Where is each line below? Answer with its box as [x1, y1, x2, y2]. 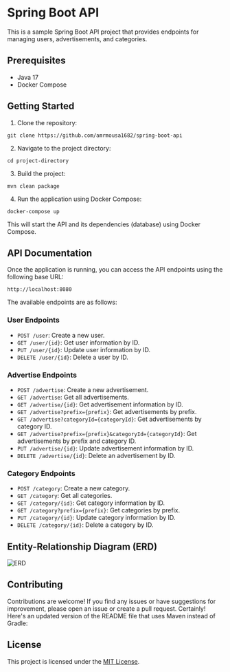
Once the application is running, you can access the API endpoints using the [7, 265, 223, 274]
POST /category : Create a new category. [16, 484, 130, 492]
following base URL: [7, 273, 64, 281]
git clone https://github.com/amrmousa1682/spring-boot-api [7, 132, 183, 139]
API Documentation [7, 247, 93, 259]
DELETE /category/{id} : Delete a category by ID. [16, 521, 154, 529]
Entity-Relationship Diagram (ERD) [7, 541, 158, 552]
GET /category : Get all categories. [16, 492, 113, 500]
